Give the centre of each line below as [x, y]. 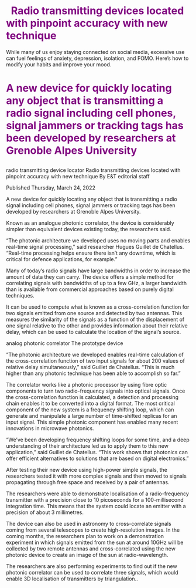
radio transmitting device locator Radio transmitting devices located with [93, 170]
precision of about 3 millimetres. [45, 512]
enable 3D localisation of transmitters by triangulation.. [72, 579]
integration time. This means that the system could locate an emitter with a [96, 506]
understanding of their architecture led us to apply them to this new [87, 446]
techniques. [20, 296]
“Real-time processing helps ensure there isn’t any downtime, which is [91, 253]
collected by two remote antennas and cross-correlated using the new [91, 549]
